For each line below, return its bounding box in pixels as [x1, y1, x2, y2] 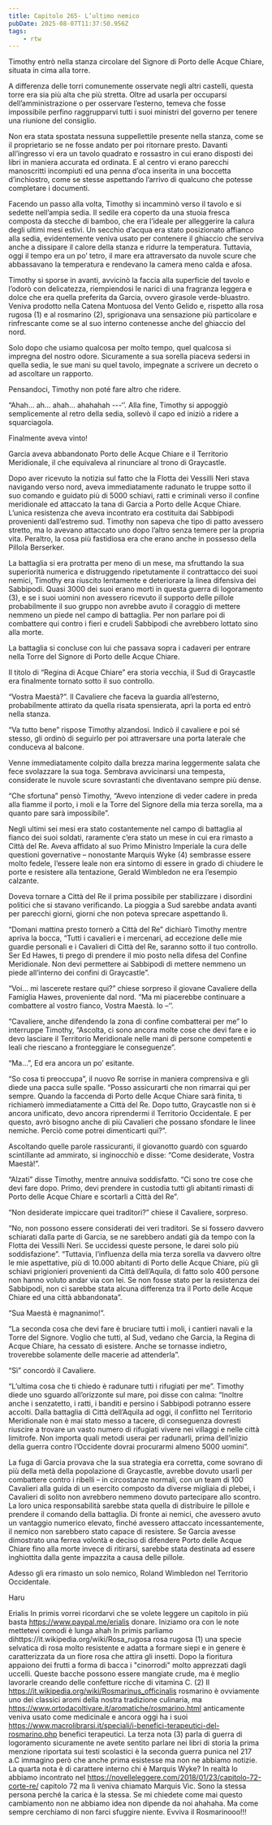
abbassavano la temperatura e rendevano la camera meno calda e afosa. [8, 259, 253, 269]
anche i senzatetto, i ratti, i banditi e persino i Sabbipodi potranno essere [8, 1399, 252, 1409]
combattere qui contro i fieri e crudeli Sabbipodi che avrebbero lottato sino [8, 619, 258, 628]
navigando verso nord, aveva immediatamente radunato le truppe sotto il [8, 482, 252, 492]
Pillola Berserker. [8, 542, 65, 553]
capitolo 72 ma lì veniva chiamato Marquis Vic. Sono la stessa [40, 1781, 247, 1791]
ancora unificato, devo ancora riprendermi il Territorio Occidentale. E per [8, 1109, 252, 1119]
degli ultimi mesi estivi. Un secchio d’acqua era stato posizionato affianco [8, 225, 254, 235]
